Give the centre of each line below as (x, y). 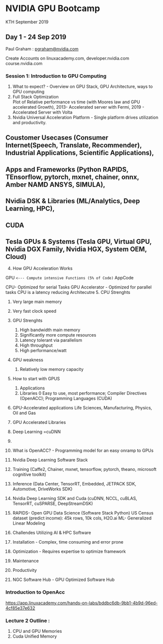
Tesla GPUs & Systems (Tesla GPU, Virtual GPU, (79, 241)
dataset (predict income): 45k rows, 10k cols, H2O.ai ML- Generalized (82, 518)
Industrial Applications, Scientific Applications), (80, 153)
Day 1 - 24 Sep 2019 (36, 37)
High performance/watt (43, 351)
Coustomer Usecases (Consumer (57, 138)
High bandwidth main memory (50, 330)
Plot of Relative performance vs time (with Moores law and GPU (76, 102)
